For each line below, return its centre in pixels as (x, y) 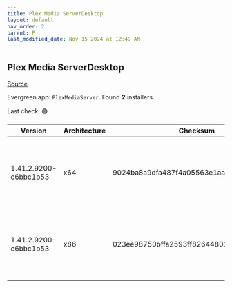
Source (17, 84)
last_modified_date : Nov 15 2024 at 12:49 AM (74, 39)
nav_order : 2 (26, 26)
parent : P (21, 33)
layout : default (30, 20)
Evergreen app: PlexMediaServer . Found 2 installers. (81, 97)
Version (33, 131)
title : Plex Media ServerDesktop (55, 13)
